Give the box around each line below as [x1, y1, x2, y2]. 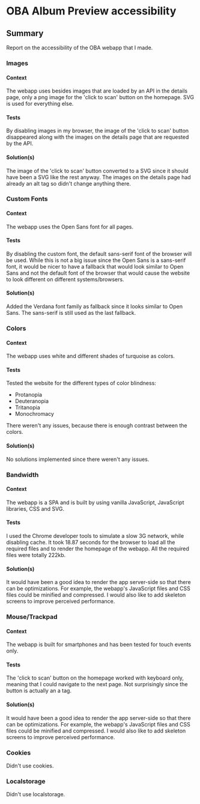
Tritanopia [14, 404, 40, 411]
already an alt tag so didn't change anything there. [6, 180, 131, 187]
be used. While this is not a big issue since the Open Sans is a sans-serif [6, 257, 186, 264]
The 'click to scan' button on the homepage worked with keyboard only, [6, 674, 184, 681]
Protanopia [14, 391, 43, 398]
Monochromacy [14, 410, 54, 418]
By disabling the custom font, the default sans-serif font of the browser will [6, 250, 192, 257]
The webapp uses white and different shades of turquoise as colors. [6, 353, 175, 360]
